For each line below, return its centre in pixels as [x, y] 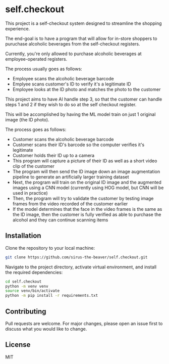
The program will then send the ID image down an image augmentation [86, 171]
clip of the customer [33, 166]
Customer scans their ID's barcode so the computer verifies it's [78, 145]
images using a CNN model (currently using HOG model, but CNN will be [88, 188]
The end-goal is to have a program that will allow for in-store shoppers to [81, 38]
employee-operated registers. [36, 59]
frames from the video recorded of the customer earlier [70, 204]
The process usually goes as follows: [44, 69]
